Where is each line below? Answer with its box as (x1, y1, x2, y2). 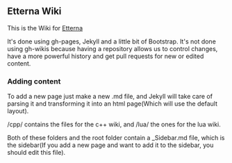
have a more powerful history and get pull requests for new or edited (7, 52, 204, 60)
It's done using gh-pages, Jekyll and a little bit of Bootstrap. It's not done (7, 37, 217, 46)
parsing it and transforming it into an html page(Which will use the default (7, 99, 217, 108)
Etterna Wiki (7, 6, 62, 17)
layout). (7, 107, 29, 115)
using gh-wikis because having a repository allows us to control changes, (7, 44, 218, 52)
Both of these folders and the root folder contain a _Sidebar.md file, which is (7, 134, 225, 142)
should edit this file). (7, 148, 66, 157)
